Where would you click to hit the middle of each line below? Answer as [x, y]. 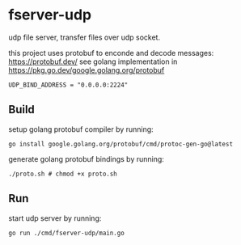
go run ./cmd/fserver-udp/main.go [67, 233]
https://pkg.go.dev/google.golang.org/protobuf [87, 70]
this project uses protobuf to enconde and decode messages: [111, 53]
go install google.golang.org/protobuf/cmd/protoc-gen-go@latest [120, 144]
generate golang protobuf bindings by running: [86, 158]
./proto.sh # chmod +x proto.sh [63, 174]
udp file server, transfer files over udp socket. [84, 37]
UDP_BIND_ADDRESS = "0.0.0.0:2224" [68, 85]
